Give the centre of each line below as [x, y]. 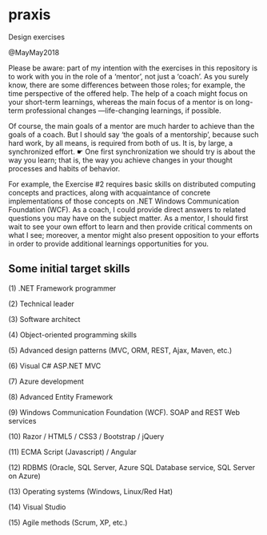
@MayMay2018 [34, 52]
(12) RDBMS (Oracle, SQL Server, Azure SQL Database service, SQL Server [132, 467]
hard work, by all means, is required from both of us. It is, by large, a [121, 143]
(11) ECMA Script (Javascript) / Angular [73, 452]
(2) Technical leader [41, 304]
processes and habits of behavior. [64, 168]
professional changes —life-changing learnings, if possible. [123, 111]
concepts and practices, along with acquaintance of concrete [110, 192]
